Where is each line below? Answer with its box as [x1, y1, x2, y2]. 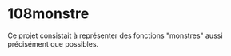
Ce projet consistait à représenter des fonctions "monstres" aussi [7, 31, 223, 40]
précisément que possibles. [7, 39, 99, 48]
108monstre [7, 5, 90, 23]
